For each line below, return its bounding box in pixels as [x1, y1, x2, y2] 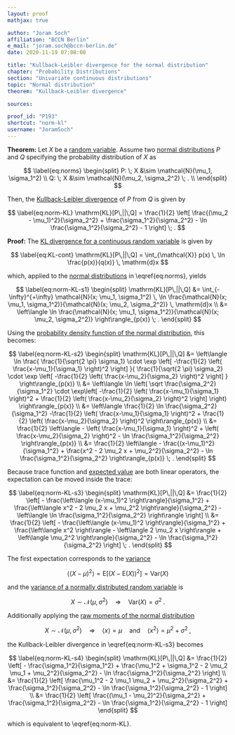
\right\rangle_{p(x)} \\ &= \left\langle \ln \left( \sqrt [19, 379, 163, 388]
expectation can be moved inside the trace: [7, 475, 133, 483]
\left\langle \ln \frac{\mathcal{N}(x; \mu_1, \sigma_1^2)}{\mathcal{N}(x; [16, 307, 220, 316]
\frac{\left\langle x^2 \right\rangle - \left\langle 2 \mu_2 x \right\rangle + [14, 525, 222, 534]
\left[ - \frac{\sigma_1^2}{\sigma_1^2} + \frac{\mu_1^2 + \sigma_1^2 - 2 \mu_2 [8, 661, 228, 670]
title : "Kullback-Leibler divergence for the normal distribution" [7, 62, 209, 69]
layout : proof [7, 10, 49, 18]
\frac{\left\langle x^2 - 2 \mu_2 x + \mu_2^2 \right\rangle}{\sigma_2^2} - [13, 503, 222, 512]
